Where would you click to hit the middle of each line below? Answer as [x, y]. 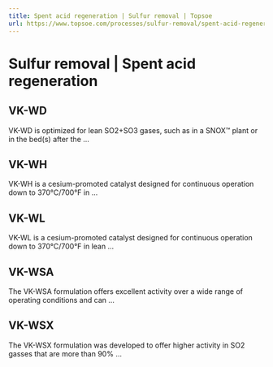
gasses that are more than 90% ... [65, 353]
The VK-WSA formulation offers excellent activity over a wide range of [126, 291]
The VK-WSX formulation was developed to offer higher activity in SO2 [127, 345]
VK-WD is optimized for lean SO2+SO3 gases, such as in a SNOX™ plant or [133, 130]
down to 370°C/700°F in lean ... [61, 246]
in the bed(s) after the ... [49, 139]
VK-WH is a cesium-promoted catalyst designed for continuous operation [131, 184]
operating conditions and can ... [62, 300]
